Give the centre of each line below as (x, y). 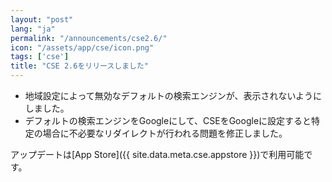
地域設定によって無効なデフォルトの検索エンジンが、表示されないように (173, 95)
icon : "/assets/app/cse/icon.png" (82, 47)
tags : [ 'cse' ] (40, 57)
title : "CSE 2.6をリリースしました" (79, 66)
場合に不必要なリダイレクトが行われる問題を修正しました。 (165, 133)
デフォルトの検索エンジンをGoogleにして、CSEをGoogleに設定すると (168, 120)
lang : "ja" (33, 29)
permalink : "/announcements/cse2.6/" (89, 38)
